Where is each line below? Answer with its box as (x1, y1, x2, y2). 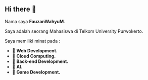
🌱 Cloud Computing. (12, 53, 56, 59)
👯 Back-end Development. (12, 58, 69, 64)
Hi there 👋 (5, 5, 36, 14)
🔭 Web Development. (12, 47, 58, 53)
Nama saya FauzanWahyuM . (5, 18, 65, 24)
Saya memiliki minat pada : (5, 38, 61, 44)
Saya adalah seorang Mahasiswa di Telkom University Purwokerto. (5, 28, 143, 34)
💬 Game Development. (12, 69, 61, 75)
